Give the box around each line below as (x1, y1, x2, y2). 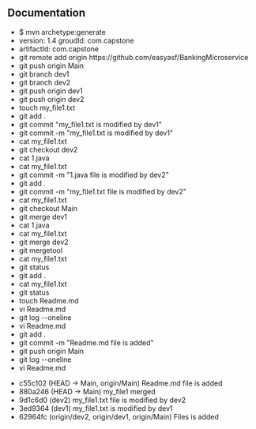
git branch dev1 (18, 69, 70, 78)
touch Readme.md (18, 295, 79, 305)
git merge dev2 (18, 237, 69, 246)
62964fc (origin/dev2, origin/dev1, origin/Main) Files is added (18, 412, 219, 421)
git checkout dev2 (18, 145, 78, 154)
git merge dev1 (18, 212, 68, 221)
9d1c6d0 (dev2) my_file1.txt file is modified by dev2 (18, 395, 186, 405)
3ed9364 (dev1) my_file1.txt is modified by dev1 (18, 403, 173, 413)
